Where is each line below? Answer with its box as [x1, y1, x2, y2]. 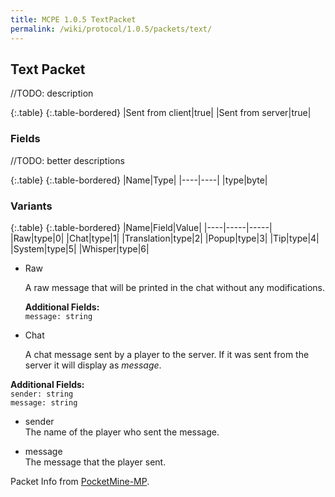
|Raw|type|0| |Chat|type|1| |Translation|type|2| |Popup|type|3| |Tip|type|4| [10, 232, 320, 244]
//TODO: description [10, 87, 94, 100]
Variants [10, 199, 53, 213]
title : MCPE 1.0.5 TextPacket [10, 14, 137, 25]
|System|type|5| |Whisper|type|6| [10, 242, 150, 255]
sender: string [10, 389, 74, 399]
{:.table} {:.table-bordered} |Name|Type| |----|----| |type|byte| [10, 174, 268, 186]
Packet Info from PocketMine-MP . [10, 475, 150, 487]
